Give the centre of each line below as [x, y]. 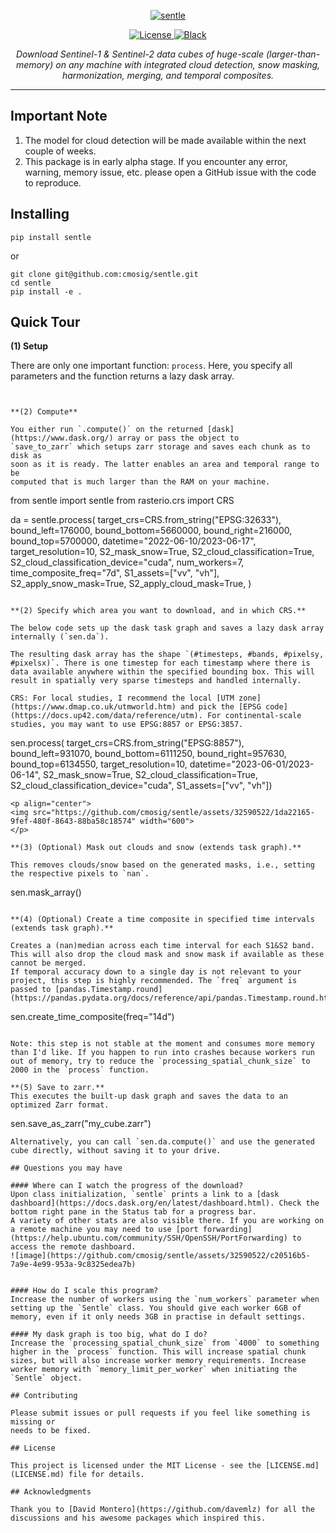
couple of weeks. [60, 151]
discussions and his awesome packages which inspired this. [138, 1518]
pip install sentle [51, 237]
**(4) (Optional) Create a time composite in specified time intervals [162, 920]
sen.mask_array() [46, 892]
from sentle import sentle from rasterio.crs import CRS [122, 501]
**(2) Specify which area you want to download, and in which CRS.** [158, 611]
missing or [33, 1422]
